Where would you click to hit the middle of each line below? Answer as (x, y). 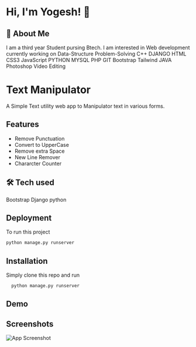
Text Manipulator (48, 90)
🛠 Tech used (30, 183)
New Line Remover (37, 157)
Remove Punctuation (39, 138)
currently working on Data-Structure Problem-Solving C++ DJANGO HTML (96, 54)
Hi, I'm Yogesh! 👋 (48, 12)
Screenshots (30, 324)
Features (23, 124)
